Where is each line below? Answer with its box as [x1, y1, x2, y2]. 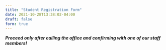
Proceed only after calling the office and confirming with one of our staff [5, 35, 161, 41]
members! [5, 40, 28, 46]
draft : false [5, 16, 33, 21]
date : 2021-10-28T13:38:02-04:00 [5, 12, 75, 17]
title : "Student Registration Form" [5, 7, 82, 12]
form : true [5, 21, 28, 26]
